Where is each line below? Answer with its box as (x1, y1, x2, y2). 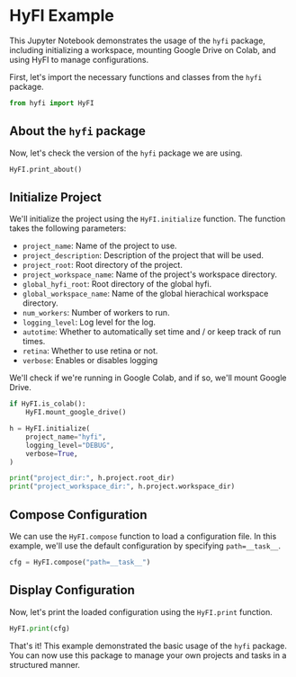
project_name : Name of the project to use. (22, 240, 177, 252)
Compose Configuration (9, 507, 148, 522)
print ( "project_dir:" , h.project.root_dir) (9, 474, 175, 483)
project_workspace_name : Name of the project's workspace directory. (22, 269, 277, 280)
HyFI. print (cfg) (9, 624, 70, 633)
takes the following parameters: (9, 223, 127, 234)
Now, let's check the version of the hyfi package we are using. (9, 147, 243, 158)
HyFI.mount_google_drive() (25, 408, 127, 417)
